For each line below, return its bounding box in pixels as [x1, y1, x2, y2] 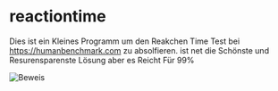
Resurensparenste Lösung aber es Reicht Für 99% [9, 54, 195, 65]
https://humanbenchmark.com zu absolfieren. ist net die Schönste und [9, 45, 270, 55]
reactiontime [9, 6, 106, 27]
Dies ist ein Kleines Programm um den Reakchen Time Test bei [9, 36, 240, 46]
